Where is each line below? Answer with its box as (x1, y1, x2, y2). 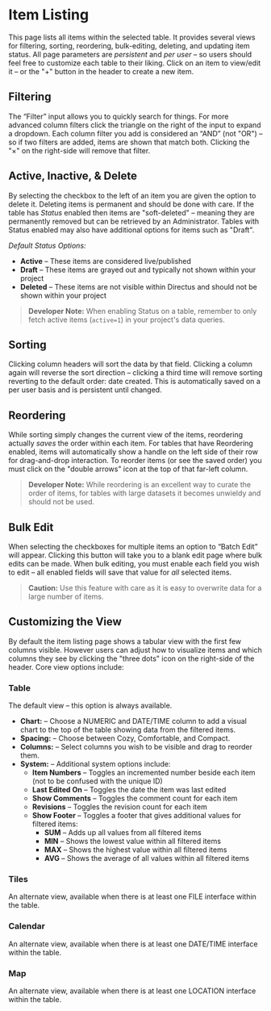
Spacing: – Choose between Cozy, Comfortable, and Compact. (19, 733, 231, 743)
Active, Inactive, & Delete (8, 169, 137, 183)
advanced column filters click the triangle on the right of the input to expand (8, 119, 261, 130)
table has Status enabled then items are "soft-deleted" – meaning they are (8, 207, 256, 217)
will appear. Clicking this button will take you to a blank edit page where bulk (8, 550, 262, 560)
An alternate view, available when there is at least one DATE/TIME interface (8, 938, 258, 949)
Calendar (8, 921, 46, 932)
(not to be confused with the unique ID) (31, 776, 163, 786)
